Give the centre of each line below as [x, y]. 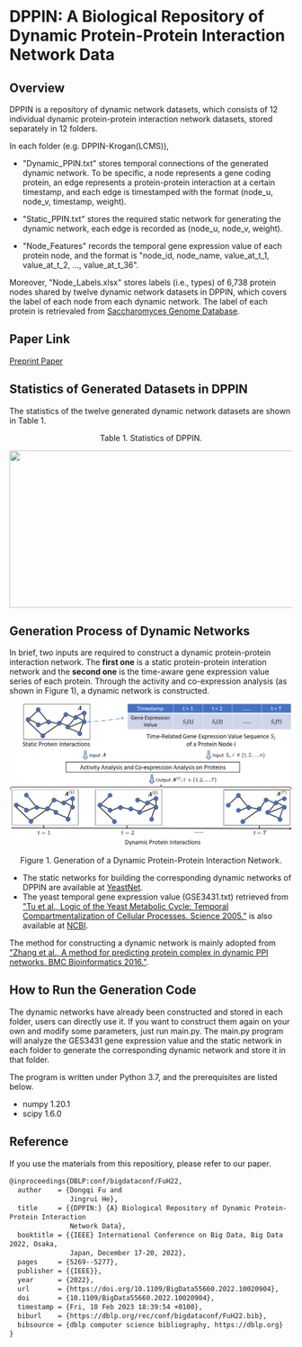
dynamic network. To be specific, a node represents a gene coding [147, 173]
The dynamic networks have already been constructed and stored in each [146, 1012]
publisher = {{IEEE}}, [60, 1271]
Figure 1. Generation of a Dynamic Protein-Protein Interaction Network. [151, 860]
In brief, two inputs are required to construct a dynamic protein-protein [140, 652]
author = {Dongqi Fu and [70, 1190]
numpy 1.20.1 [46, 1103]
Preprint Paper [36, 360]
